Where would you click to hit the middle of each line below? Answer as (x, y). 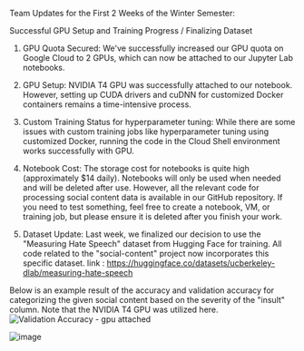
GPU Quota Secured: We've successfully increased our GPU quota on (153, 48)
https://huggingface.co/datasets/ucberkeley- (191, 263)
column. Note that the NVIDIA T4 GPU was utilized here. (114, 309)
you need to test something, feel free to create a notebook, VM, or (146, 207)
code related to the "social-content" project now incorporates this (146, 253)
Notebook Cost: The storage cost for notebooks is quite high (136, 168)
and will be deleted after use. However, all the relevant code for (141, 188)
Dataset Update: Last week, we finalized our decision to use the (142, 234)
